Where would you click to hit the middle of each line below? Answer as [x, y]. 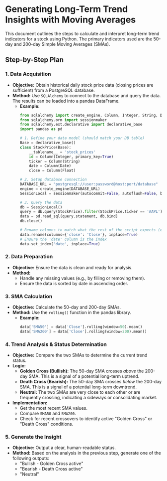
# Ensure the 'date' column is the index [63, 239]
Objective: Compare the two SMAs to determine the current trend [80, 355]
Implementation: [30, 403]
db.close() [31, 221]
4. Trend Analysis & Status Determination [56, 344]
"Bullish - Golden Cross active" [51, 464]
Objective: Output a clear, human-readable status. [64, 448]
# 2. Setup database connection [53, 180]
